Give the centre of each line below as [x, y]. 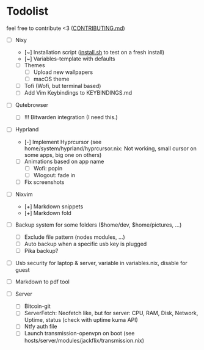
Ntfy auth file [41, 326]
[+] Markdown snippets [54, 206]
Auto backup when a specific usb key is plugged [86, 244]
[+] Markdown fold [48, 213]
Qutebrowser [32, 105]
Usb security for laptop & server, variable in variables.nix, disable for [101, 263]
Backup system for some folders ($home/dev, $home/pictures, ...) [98, 225]
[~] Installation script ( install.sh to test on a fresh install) [94, 52]
